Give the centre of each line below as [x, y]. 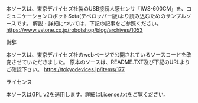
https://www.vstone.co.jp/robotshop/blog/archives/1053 [74, 30]
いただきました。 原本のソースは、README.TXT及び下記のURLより [108, 62]
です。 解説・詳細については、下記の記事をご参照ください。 [89, 23]
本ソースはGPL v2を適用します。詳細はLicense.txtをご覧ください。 [87, 94]
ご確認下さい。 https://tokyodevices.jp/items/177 [66, 69]
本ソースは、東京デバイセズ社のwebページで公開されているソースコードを [96, 54]
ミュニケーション [27, 16]
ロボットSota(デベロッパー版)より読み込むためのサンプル [117, 16]
